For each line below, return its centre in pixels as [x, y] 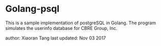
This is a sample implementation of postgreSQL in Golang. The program [81, 23]
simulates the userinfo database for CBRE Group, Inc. [61, 28]
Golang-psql [32, 9]
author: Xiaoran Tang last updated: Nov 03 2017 [56, 38]
